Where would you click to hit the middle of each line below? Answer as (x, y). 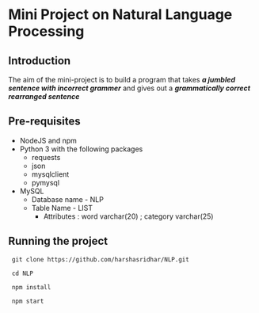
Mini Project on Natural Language (120, 15)
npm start (28, 301)
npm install (31, 287)
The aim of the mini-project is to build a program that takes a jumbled (122, 80)
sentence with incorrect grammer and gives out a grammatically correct (129, 88)
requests (46, 157)
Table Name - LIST (62, 208)
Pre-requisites (44, 122)
